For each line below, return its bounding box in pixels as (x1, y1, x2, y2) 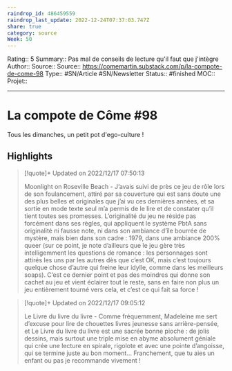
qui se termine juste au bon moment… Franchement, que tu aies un (23, 349, 215, 357)
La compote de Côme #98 (7, 108, 158, 123)
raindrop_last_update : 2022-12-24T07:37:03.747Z (7, 17, 150, 24)
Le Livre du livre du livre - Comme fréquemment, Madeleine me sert (23, 312, 217, 320)
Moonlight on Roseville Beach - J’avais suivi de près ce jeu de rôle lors (23, 182, 225, 190)
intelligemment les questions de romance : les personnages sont (23, 248, 209, 257)
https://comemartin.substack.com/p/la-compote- (82, 62, 222, 71)
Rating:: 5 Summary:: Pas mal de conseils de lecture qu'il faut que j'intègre (7, 55, 219, 63)
